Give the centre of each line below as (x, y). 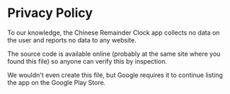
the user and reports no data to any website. (72, 40)
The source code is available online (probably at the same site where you (114, 54)
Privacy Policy (50, 13)
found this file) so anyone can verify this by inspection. (87, 61)
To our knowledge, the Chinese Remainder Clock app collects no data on (114, 33)
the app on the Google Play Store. (57, 82)
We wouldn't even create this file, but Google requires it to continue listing (115, 75)
